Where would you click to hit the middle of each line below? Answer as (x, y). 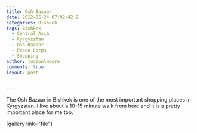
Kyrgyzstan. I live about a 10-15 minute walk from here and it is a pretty (93, 106)
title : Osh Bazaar (29, 12)
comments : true (25, 67)
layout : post (22, 72)
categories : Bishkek (32, 23)
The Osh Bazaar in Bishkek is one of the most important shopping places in (98, 100)
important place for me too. (40, 112)
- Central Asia (30, 34)
